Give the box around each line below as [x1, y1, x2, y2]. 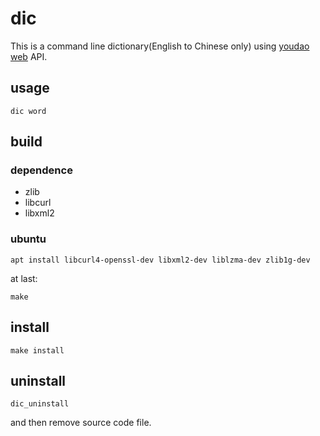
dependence [10, 163, 73, 177]
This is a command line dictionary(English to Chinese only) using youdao [10, 40, 310, 52]
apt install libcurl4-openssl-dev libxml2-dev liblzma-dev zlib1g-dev [10, 255, 311, 265]
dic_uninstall [10, 399, 70, 409]
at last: [10, 272, 38, 284]
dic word [10, 106, 47, 116]
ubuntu [10, 232, 47, 246]
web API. [10, 50, 48, 62]
